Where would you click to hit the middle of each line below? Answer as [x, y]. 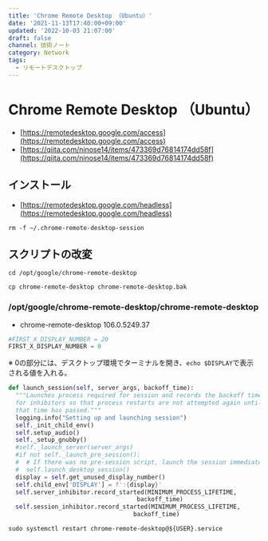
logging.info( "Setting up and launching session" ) [101, 418]
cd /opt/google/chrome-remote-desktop [73, 273]
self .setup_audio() [48, 432]
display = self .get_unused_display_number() [91, 477]
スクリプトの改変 [50, 254]
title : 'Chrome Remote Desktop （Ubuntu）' [81, 16]
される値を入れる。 [40, 373]
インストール [40, 185]
